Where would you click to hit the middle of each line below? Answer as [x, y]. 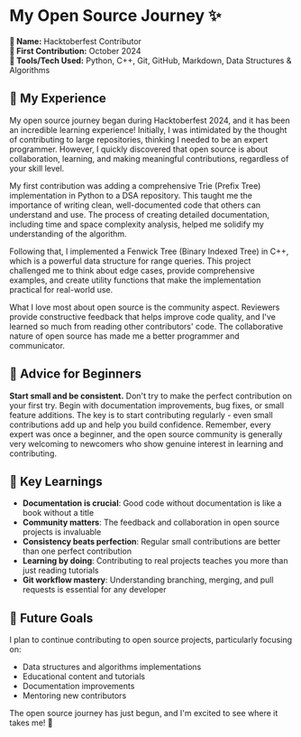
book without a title [58, 513]
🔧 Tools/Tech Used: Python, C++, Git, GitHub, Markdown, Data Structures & [150, 61]
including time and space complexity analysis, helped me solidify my [137, 224]
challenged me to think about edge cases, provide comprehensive [132, 270]
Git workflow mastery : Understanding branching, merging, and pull [148, 580]
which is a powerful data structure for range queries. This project [130, 261]
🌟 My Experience [58, 99]
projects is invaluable [62, 532]
